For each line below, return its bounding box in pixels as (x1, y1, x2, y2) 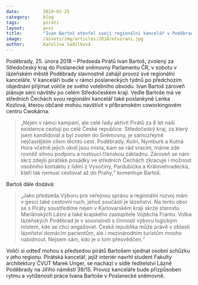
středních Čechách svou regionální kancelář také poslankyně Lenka (6, 95, 170, 102)
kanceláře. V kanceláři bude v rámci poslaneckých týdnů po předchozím (6, 76, 182, 83)
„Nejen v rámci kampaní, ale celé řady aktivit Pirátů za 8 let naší (20, 119, 175, 126)
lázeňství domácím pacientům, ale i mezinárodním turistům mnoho (20, 229, 182, 236)
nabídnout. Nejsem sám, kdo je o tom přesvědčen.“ (20, 236, 146, 243)
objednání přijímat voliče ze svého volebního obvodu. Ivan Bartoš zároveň (6, 82, 185, 90)
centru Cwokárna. (6, 107, 50, 115)
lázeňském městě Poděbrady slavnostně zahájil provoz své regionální (6, 70, 175, 77)
